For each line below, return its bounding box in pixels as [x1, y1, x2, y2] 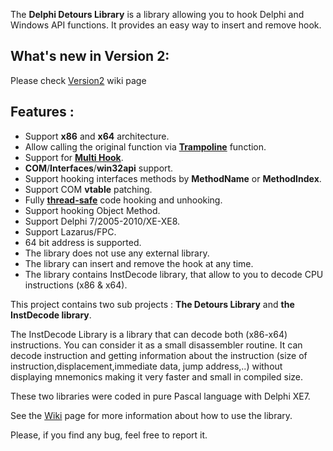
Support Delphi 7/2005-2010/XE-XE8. [24, 215, 181, 227]
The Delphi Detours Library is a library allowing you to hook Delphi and [10, 9, 305, 20]
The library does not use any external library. [24, 247, 210, 259]
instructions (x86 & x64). [24, 279, 128, 291]
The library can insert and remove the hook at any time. [24, 257, 254, 269]
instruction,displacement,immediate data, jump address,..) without [10, 360, 283, 372]
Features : [10, 104, 75, 121]
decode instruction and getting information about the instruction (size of [10, 349, 308, 361]
